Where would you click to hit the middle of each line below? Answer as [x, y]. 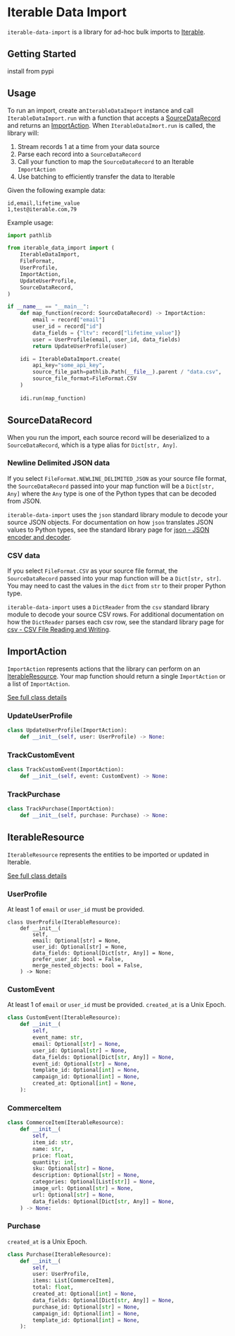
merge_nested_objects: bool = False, [88, 966]
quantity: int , [55, 1162]
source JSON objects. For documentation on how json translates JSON [110, 522]
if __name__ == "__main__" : [49, 307]
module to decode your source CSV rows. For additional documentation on [116, 614]
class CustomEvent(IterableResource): [64, 1018]
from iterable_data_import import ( [61, 248]
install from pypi [31, 71]
